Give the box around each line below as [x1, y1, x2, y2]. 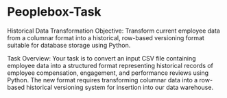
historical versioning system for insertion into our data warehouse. [26, 83, 214, 91]
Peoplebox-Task [7, 4, 101, 20]
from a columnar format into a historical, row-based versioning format [7, 33, 204, 42]
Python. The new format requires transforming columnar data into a [7, 76, 198, 84]
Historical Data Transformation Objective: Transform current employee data [7, 27, 221, 35]
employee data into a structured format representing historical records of [7, 61, 214, 69]
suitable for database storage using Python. [7, 41, 131, 49]
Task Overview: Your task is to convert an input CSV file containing [7, 54, 197, 62]
